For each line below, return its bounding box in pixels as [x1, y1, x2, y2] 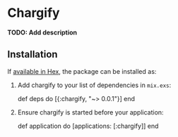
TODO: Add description [7, 28, 78, 37]
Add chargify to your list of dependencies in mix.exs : [17, 81, 172, 89]
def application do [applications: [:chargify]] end [17, 122, 159, 130]
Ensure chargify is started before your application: [17, 107, 164, 117]
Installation [7, 48, 58, 60]
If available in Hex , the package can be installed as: [7, 67, 157, 75]
